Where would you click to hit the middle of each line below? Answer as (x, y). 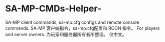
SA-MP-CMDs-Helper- (53, 9)
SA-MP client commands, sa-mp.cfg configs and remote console (72, 22)
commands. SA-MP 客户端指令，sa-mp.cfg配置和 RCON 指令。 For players (82, 28)
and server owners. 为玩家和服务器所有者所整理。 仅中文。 (66, 34)
